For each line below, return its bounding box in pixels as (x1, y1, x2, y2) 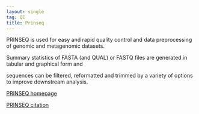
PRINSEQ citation (6, 101, 49, 109)
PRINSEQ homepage (6, 90, 57, 97)
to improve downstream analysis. (6, 78, 88, 85)
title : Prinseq (6, 20, 44, 26)
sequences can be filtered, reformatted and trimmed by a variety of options (6, 72, 194, 79)
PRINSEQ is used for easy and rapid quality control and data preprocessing (6, 36, 192, 44)
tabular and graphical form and (6, 60, 83, 67)
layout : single (6, 8, 44, 15)
